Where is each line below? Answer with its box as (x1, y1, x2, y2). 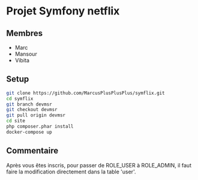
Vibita (14, 57, 30, 64)
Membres (6, 28, 43, 38)
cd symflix (6, 95, 34, 101)
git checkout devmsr (6, 107, 58, 113)
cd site (6, 118, 26, 124)
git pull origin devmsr (6, 112, 66, 118)
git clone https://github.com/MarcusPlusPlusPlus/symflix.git (6, 90, 165, 96)
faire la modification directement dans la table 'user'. (6, 168, 136, 175)
